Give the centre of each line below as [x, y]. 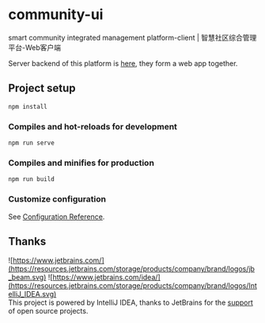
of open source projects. [48, 311]
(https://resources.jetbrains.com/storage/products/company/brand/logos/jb [132, 269]
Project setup [42, 88]
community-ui [56, 15]
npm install [28, 106]
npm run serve [32, 143]
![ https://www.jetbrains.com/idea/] [104, 277]
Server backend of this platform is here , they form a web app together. [123, 63]
